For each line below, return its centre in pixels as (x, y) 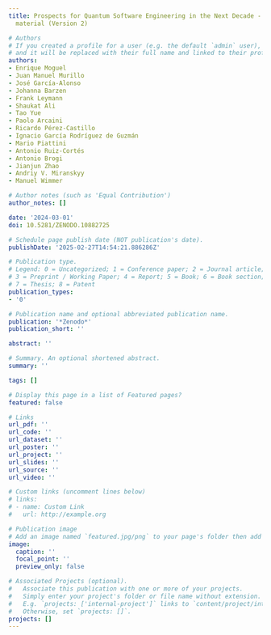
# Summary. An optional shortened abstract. (84, 358)
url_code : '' (30, 432)
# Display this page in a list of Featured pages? (95, 395)
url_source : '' (34, 470)
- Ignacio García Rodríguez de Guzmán (73, 136)
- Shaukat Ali (32, 106)
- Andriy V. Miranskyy (46, 174)
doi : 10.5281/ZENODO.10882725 (59, 225)
